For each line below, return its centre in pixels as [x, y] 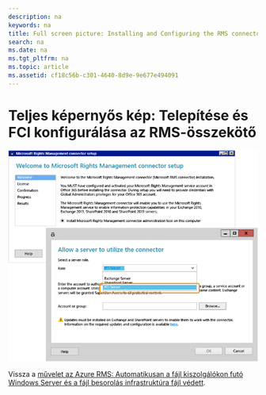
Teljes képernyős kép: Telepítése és [128, 115]
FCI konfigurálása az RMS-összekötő [133, 132]
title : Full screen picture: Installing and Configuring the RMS [118, 33]
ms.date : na [28, 50]
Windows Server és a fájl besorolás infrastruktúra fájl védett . [107, 382]
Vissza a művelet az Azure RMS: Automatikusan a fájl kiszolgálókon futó [126, 374]
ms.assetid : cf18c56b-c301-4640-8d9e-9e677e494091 [93, 75]
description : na [35, 17]
